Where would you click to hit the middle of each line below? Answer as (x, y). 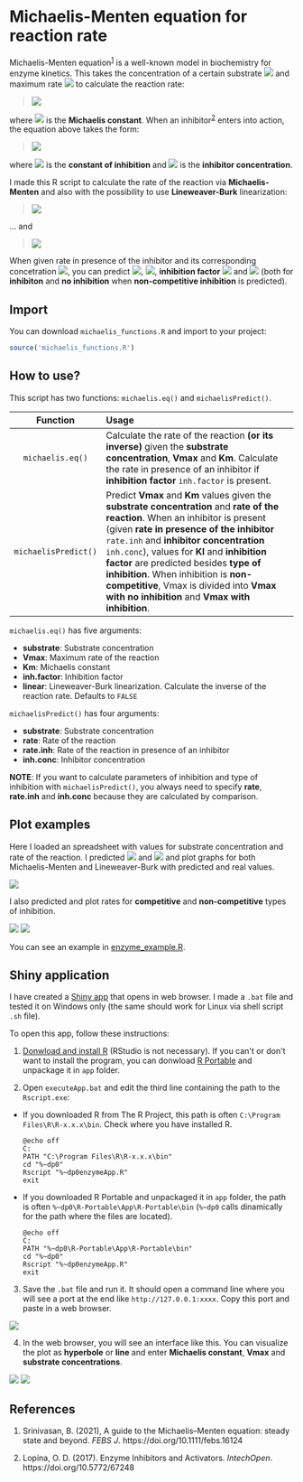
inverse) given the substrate (167, 446)
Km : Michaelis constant (66, 666)
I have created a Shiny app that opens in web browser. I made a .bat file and (151, 997)
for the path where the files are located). (97, 1216)
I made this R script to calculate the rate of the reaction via (118, 182)
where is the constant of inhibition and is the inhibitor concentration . (151, 165)
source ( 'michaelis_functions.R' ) (72, 348)
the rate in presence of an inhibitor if (183, 469)
